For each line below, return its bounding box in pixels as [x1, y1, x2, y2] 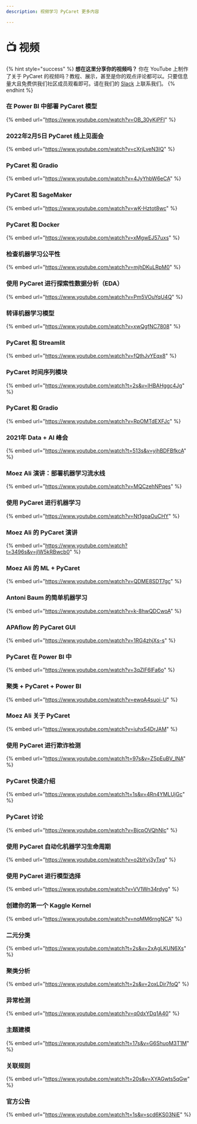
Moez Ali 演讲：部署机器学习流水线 [6, 469, 106, 477]
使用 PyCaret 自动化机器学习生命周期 [6, 842, 111, 850]
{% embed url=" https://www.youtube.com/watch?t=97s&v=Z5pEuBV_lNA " [6, 755, 186, 762]
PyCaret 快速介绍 [6, 777, 56, 786]
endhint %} [6, 87, 34, 94]
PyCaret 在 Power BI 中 [6, 653, 72, 661]
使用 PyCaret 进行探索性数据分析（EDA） [6, 280, 123, 288]
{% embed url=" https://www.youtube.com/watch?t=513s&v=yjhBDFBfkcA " [6, 447, 186, 454]
